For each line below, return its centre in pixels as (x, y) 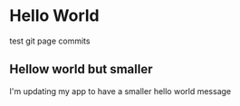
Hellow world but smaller (81, 69)
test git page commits (50, 41)
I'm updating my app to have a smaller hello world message (120, 91)
